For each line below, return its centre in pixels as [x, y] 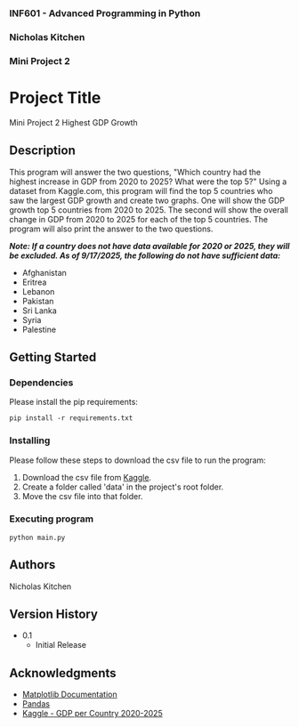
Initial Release [61, 645]
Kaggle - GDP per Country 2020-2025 [92, 714]
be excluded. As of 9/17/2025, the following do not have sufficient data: [145, 255]
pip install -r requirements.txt [71, 418]
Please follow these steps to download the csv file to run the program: [138, 460]
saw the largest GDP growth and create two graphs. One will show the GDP [147, 200]
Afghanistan [44, 272]
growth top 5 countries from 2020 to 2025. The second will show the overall [149, 210]
